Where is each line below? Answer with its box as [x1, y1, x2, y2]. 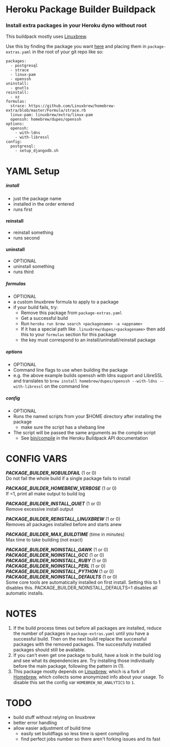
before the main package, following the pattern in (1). [13, 663, 125, 669]
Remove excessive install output [6, 506, 74, 512]
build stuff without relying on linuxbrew [13, 714, 96, 720]
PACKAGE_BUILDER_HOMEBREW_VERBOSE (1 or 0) [6, 485, 117, 491]
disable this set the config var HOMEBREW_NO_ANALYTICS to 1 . [13, 679, 135, 685]
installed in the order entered [13, 201, 75, 207]
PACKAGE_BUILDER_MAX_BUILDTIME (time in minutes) [6, 531, 125, 537]
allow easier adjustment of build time [13, 725, 91, 731]
